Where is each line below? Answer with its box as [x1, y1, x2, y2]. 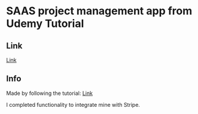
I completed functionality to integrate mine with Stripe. [6, 101, 141, 108]
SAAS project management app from [6, 4, 193, 18]
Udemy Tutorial [6, 17, 84, 30]
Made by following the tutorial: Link [6, 90, 93, 97]
